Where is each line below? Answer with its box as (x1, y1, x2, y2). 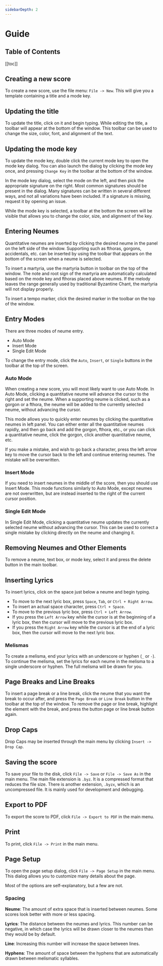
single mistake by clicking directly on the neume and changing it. (5, 529, 135, 535)
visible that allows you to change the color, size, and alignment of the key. (5, 213, 153, 219)
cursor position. (5, 496, 36, 502)
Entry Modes (5, 315, 45, 323)
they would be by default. (5, 931, 56, 937)
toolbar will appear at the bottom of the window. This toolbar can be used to (5, 125, 157, 131)
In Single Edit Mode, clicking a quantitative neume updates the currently (5, 519, 149, 525)
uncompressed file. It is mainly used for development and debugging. (5, 786, 145, 792)
